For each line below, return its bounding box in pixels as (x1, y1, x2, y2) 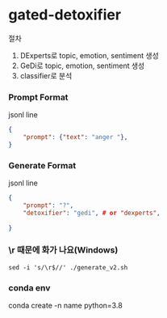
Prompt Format (8, 91, 69, 103)
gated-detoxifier (8, 6, 122, 24)
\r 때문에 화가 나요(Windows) (8, 244, 119, 256)
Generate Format (8, 159, 77, 171)
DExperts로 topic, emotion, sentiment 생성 (19, 50, 159, 60)
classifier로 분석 (19, 70, 73, 80)
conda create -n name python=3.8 (8, 301, 123, 311)
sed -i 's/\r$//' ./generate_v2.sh (8, 263, 128, 272)
